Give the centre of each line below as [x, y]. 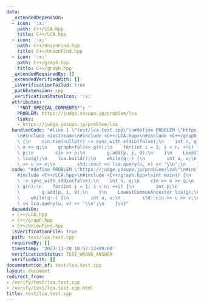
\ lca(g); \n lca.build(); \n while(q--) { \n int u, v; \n [107, 158]
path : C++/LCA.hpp [40, 29]
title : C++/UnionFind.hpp [50, 52]
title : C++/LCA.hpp [42, 35]
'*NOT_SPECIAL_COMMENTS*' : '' [56, 108]
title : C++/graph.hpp [44, 68]
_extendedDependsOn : [38, 18]
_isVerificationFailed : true [49, 85]
